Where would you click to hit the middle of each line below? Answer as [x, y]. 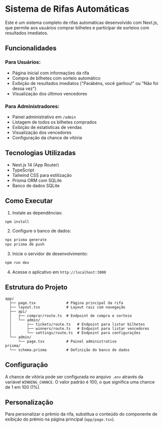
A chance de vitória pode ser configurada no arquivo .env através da [74, 377]
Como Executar [29, 201]
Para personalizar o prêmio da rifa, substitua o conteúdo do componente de [81, 414]
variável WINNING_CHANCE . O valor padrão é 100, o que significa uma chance [80, 382]
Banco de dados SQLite [36, 185]
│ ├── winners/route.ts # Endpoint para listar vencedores [80, 328]
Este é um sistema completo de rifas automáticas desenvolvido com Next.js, [82, 22]
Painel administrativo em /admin [44, 117]
